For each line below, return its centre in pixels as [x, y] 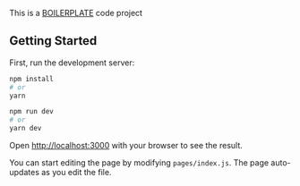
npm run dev [31, 112]
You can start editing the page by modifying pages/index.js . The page [139, 163]
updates [25, 173]
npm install [31, 79]
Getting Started [53, 41]
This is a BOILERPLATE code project [76, 13]
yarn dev [26, 129]
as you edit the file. [77, 173]
